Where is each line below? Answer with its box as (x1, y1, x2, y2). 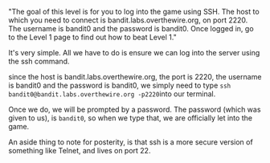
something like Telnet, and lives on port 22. (8, 146, 151, 155)
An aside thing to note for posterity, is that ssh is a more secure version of (8, 137, 253, 147)
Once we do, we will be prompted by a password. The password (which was (8, 104, 261, 114)
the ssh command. (8, 56, 70, 66)
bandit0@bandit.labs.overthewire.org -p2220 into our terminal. (8, 89, 216, 99)
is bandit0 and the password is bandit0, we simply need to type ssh (8, 80, 231, 90)
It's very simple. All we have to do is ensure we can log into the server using (8, 48, 260, 57)
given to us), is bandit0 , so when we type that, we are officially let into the (8, 113, 253, 123)
